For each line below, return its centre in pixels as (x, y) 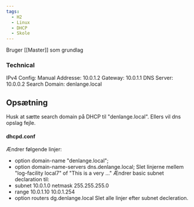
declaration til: (32, 179)
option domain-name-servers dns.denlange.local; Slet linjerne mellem (99, 167)
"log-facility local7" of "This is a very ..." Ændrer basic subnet (89, 173)
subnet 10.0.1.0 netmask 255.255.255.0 (62, 186)
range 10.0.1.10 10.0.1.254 (45, 192)
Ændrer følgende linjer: (34, 150)
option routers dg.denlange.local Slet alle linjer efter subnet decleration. (101, 198)
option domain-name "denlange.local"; (61, 161)
